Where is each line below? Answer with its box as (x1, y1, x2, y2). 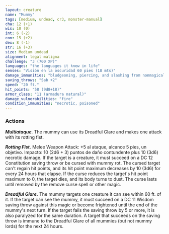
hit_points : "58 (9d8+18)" (5, 87, 62, 92)
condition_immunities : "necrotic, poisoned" (5, 101, 100, 106)
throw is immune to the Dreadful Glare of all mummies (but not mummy (5, 218, 152, 224)
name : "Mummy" (5, 12, 35, 17)
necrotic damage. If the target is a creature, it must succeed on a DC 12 (5, 154, 153, 161)
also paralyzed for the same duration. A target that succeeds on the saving (5, 212, 160, 219)
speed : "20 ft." (5, 82, 39, 87)
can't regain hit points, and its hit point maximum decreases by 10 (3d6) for (5, 166, 161, 172)
